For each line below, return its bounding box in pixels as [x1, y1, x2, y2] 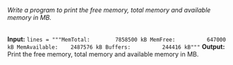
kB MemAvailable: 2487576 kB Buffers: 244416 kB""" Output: [7, 42, 225, 51]
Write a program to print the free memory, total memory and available [7, 6, 211, 14]
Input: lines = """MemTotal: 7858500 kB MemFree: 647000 [7, 35, 226, 44]
